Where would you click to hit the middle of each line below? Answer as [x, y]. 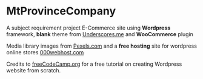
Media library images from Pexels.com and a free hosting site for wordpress [101, 46]
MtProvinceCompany [61, 11]
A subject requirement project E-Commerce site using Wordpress [88, 28]
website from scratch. [34, 70]
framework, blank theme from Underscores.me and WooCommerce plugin [100, 34]
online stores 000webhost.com [45, 52]
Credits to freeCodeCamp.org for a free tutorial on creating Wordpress [94, 64]
